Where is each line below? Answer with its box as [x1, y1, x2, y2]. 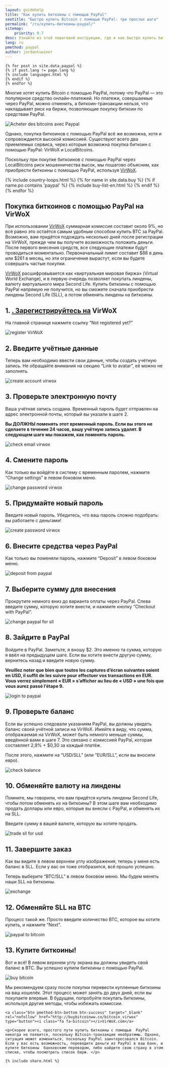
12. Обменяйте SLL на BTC [5, 903, 92, 912]
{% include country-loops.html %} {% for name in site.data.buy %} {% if [5, 177, 155, 183]
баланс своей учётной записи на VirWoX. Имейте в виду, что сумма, [5, 726, 153, 732]
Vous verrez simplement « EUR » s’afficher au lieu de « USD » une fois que [5, 678, 164, 684]
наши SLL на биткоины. [5, 879, 55, 885]
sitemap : [5, 26, 24, 31]
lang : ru [5, 40, 24, 45]
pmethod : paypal [5, 45, 39, 50]
